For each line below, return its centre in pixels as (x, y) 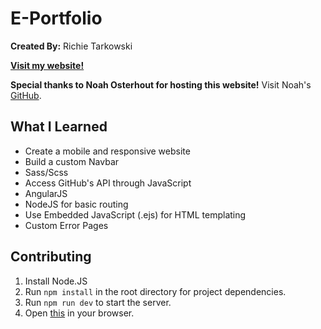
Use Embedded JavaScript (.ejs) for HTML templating (135, 214)
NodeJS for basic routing (76, 204)
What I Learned (59, 127)
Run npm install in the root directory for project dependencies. (155, 291)
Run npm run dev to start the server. (98, 302)
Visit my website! (47, 65)
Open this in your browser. (79, 313)
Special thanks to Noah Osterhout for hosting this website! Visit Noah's (161, 84)
